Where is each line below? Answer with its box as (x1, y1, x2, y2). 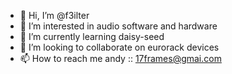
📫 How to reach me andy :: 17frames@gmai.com (19, 53, 222, 64)
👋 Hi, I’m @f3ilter (19, 10, 90, 21)
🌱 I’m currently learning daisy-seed (19, 31, 165, 42)
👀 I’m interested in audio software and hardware (19, 20, 218, 32)
